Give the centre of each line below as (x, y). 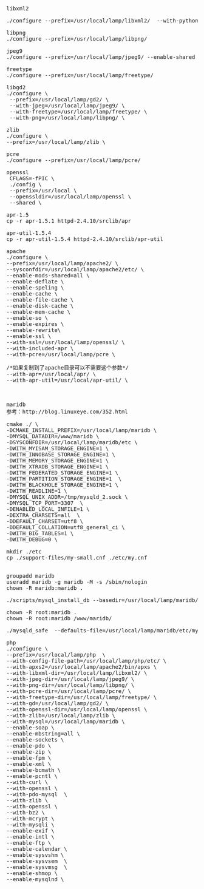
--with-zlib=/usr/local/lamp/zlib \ (61, 715)
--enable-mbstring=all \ (43, 734)
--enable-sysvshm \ (35, 855)
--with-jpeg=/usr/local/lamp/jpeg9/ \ (67, 106)
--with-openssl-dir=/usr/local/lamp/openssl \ (77, 709)
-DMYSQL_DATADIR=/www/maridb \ (53, 436)
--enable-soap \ (30, 728)
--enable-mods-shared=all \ (48, 275)
